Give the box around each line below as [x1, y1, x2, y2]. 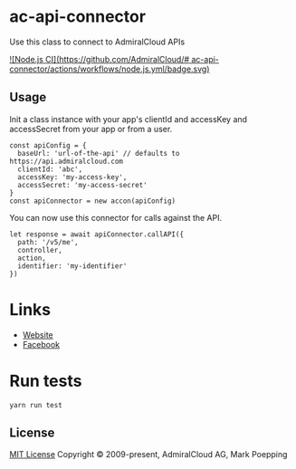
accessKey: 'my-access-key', [17, 172, 128, 182]
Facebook [22, 339, 61, 349]
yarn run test [9, 400, 63, 409]
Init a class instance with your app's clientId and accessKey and [9, 113, 247, 124]
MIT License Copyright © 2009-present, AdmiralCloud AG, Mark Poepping [9, 449, 288, 460]
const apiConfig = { [9, 140, 88, 150]
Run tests [9, 370, 82, 391]
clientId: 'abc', [17, 165, 83, 174]
